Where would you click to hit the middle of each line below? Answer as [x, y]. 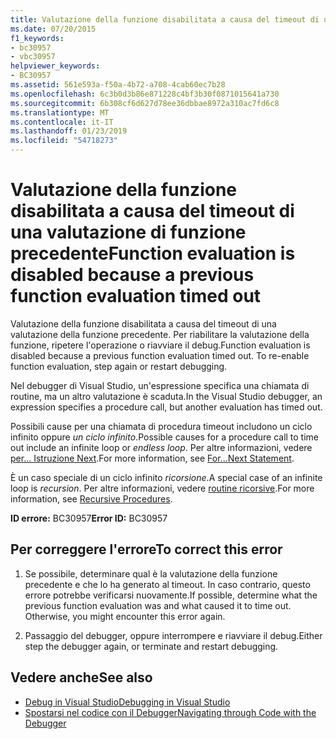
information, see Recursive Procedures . [91, 498]
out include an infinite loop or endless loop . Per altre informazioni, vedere [161, 447]
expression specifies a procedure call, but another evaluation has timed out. [166, 407]
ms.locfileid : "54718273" [64, 141]
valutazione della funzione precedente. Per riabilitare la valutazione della [160, 334]
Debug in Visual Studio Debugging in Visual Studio [127, 702]
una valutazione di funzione [128, 232]
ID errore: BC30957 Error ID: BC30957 [89, 518]
